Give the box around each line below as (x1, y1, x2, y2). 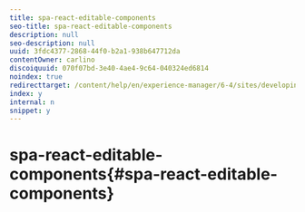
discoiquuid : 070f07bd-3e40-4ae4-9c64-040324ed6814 (9, 64, 209, 73)
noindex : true (9, 72, 64, 82)
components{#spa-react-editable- (9, 164, 279, 185)
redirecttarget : (9, 81, 71, 90)
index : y (9, 89, 43, 98)
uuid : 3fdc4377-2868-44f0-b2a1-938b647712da (9, 47, 181, 56)
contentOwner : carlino (9, 55, 95, 64)
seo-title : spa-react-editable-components (9, 22, 172, 31)
